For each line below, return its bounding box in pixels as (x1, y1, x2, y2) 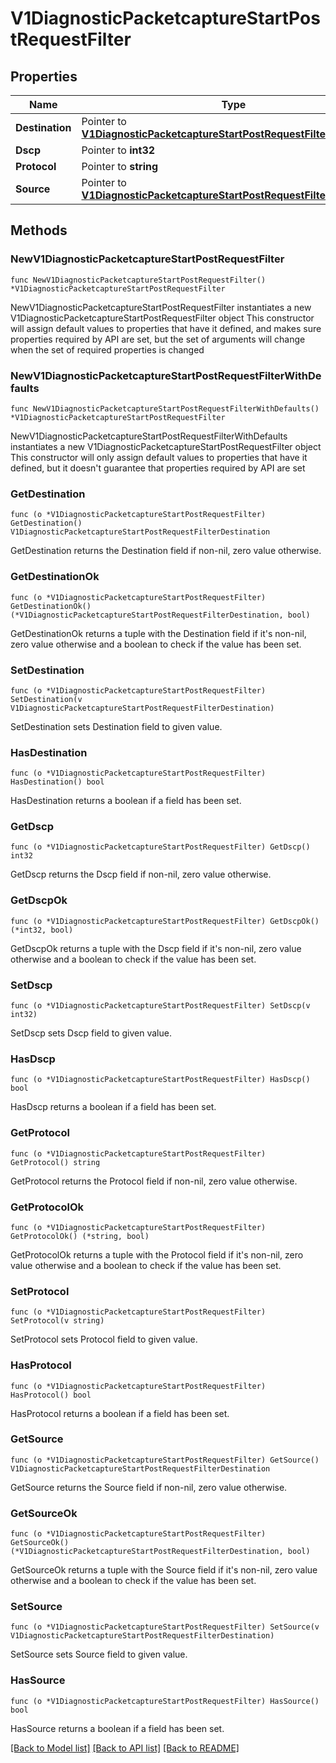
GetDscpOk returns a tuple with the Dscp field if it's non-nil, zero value (10, 942, 302, 954)
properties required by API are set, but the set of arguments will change (10, 333, 306, 345)
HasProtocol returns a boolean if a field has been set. (10, 1407, 230, 1419)
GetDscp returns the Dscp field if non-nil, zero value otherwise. (10, 868, 272, 881)
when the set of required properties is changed (10, 343, 205, 356)
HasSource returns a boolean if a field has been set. (10, 1722, 225, 1734)
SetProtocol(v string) (10, 1316, 105, 1326)
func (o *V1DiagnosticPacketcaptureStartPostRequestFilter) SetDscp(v (10, 1001, 311, 1011)
